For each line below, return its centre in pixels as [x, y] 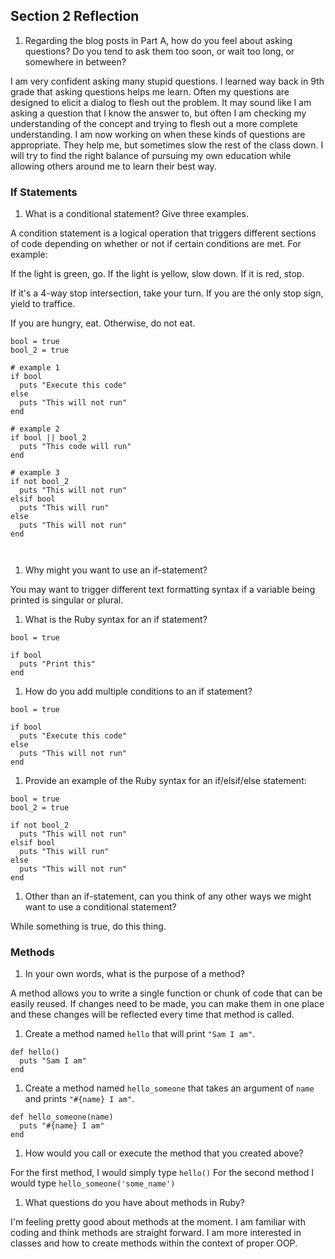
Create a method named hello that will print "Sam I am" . [140, 1034]
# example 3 [35, 473]
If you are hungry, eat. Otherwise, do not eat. [103, 323]
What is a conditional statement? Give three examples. [136, 214]
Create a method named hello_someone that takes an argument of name [169, 1088]
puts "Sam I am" [53, 1061]
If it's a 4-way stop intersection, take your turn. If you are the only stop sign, [167, 293]
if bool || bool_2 [48, 438]
